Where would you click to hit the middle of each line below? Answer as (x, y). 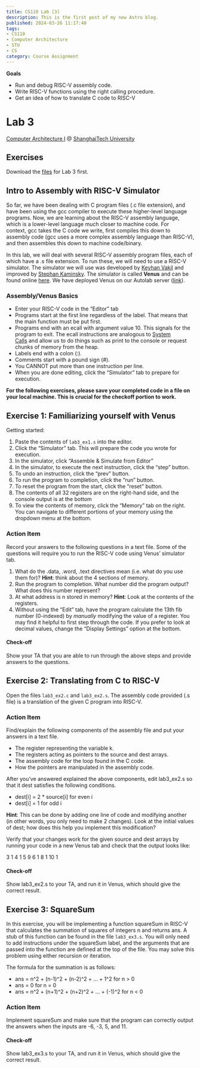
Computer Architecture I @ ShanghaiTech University (71, 138)
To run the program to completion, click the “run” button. (84, 480)
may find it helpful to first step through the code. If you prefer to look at (102, 622)
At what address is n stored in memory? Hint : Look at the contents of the (104, 596)
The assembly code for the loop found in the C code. (80, 761)
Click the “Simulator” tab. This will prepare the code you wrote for (96, 448)
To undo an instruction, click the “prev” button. (72, 473)
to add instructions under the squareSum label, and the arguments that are (98, 943)
